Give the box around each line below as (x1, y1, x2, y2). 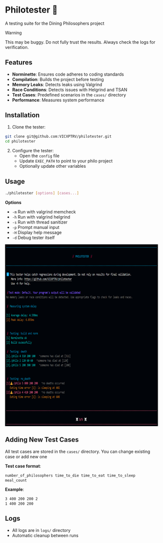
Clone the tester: (12, 124, 46, 130)
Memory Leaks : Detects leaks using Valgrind (12, 81, 103, 87)
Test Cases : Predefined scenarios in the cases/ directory (12, 92, 126, 97)
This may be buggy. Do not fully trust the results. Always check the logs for (5, 39, 156, 45)
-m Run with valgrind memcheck (12, 209, 76, 215)
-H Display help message (12, 230, 62, 235)
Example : (5, 486, 24, 492)
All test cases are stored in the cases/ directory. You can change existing (5, 448, 150, 454)
